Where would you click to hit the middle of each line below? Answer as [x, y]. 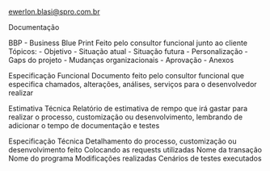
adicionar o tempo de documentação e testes [84, 125]
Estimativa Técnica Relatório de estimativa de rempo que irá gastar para [128, 108]
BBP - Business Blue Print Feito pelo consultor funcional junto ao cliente [128, 43]
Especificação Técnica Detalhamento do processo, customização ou [122, 141]
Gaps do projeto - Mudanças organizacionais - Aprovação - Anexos [121, 60]
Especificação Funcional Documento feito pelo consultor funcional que [127, 75]
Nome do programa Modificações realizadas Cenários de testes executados [135, 158]
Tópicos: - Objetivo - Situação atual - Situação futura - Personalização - [128, 51]
